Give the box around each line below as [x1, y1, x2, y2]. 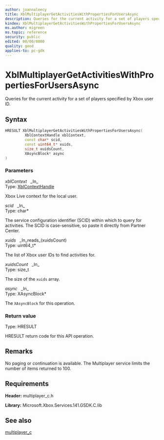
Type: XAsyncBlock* [5, 291, 47, 296]
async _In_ [5, 285, 29, 292]
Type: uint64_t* [5, 242, 36, 248]
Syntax [5, 115, 27, 123]
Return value [5, 312, 36, 319]
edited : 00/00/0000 [5, 39, 45, 44]
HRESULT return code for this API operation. [5, 333, 94, 339]
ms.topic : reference [5, 30, 47, 35]
